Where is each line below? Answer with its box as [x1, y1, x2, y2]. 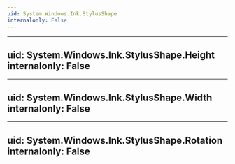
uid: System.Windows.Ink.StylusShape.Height [7, 49, 215, 61]
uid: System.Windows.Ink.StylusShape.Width [7, 91, 213, 103]
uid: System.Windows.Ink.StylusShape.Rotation [7, 134, 223, 147]
